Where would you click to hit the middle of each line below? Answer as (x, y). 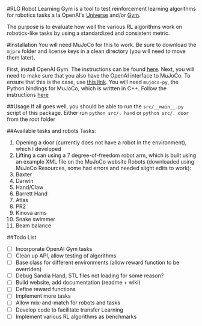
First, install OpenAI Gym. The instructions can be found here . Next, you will (101, 69)
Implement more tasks (43, 296)
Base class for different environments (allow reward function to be (97, 263)
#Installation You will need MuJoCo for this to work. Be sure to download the (102, 45)
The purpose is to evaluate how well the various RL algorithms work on (95, 27)
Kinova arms (31, 213)
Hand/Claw (29, 187)
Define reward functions (45, 289)
